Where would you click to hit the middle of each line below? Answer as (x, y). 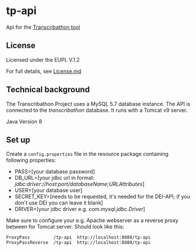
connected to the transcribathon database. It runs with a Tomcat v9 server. (97, 110)
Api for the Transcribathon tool (43, 27)
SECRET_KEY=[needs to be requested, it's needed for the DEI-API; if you (102, 197)
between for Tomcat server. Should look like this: (65, 227)
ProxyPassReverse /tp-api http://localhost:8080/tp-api (78, 243)
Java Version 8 (24, 121)
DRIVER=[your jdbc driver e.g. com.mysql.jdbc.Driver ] (80, 209)
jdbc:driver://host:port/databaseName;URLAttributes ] (80, 184)
